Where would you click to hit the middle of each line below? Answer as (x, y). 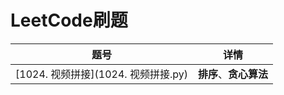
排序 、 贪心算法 (233, 74)
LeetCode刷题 (69, 20)
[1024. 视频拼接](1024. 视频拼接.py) (101, 74)
